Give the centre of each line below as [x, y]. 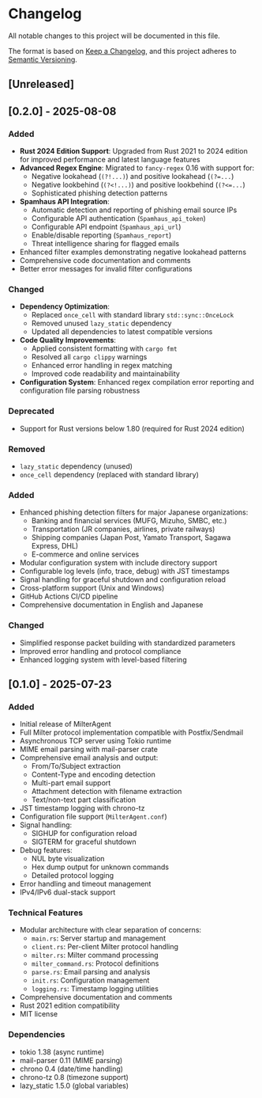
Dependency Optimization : [65, 306]
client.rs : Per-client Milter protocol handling [105, 947]
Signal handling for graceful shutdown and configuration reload [123, 579]
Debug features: [46, 850]
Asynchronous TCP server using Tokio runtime [95, 741]
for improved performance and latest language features [110, 160]
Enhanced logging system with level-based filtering [103, 659]
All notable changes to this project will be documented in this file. [114, 36]
